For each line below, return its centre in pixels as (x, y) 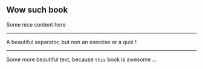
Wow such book (37, 10)
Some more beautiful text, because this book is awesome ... (82, 59)
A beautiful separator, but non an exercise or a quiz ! (72, 42)
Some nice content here (36, 24)
